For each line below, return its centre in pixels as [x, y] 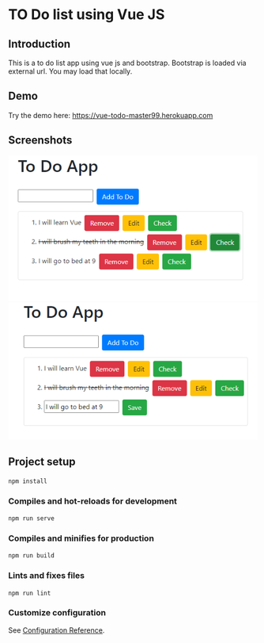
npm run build [32, 556]
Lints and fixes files [47, 576]
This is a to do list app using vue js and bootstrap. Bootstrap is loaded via [127, 63]
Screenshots [40, 140]
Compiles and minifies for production [81, 538]
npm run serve [32, 518]
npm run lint [30, 593]
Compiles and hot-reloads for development [93, 501]
